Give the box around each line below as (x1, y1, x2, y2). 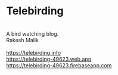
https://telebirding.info (6, 49, 61, 56)
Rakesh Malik (6, 36, 39, 43)
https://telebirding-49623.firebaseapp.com (6, 61, 112, 69)
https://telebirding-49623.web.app (6, 55, 92, 62)
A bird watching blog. (6, 30, 59, 37)
